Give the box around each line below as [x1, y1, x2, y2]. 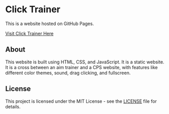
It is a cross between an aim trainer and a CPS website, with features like [5, 64, 158, 70]
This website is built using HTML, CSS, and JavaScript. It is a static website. [5, 59, 164, 65]
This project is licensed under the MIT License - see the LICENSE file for [5, 98, 157, 104]
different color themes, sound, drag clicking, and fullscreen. [5, 70, 131, 76]
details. [5, 103, 21, 109]
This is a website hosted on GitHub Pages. [5, 20, 94, 27]
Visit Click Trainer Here [5, 30, 54, 36]
